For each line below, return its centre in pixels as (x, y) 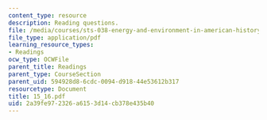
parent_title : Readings (48, 67)
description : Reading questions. (64, 23)
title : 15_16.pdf (37, 96)
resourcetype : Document (48, 89)
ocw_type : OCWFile (39, 60)
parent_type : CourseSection (55, 74)
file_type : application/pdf (55, 37)
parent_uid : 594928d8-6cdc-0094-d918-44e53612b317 (94, 81)
